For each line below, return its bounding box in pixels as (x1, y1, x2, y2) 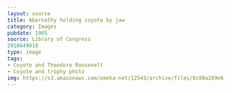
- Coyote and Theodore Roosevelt (7, 62, 104, 68)
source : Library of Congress (7, 36, 91, 43)
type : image (7, 49, 41, 56)
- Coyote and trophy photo (7, 68, 85, 75)
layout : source (7, 10, 51, 17)
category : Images (7, 23, 57, 30)
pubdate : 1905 (7, 29, 48, 37)
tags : (7, 55, 23, 62)
